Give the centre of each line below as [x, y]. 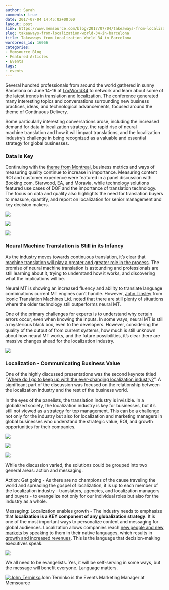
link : [11, 29]
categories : [18, 47]
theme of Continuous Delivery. [37, 112]
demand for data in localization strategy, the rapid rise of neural [71, 127]
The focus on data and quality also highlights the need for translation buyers [84, 194]
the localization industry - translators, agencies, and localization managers [82, 490]
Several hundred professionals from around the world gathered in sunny [80, 85]
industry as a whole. [26, 501]
